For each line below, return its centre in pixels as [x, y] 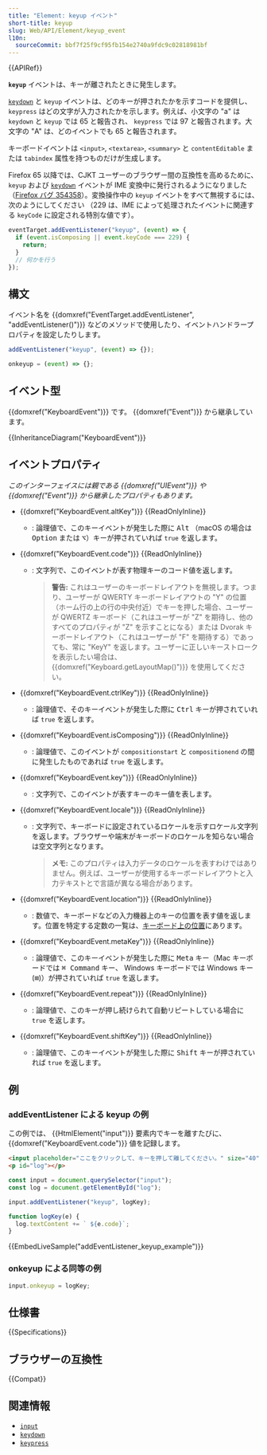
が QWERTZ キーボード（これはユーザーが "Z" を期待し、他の [152, 617]
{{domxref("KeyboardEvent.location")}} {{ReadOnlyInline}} [116, 899]
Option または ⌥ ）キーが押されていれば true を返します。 [127, 537]
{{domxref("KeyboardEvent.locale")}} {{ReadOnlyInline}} [112, 809]
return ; [35, 245]
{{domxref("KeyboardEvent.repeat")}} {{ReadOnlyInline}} [113, 993]
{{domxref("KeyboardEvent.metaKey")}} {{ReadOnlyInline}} [117, 941]
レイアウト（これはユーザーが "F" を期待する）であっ [166, 637]
